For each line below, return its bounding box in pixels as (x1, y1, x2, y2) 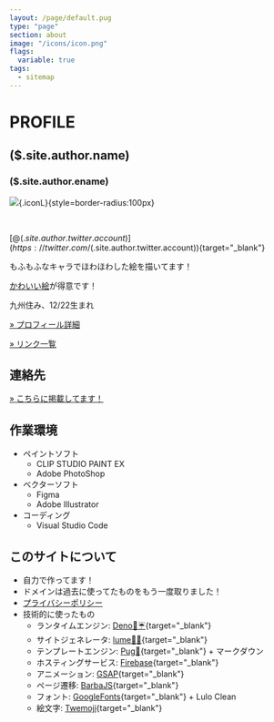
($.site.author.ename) (9, 175, 109, 188)
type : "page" (9, 22, 59, 31)
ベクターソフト (22, 479, 79, 490)
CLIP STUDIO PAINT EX (36, 459, 126, 470)
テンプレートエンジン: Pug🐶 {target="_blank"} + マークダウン (36, 646, 264, 656)
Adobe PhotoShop (36, 468, 106, 479)
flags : (9, 47, 35, 56)
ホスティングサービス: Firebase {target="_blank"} (36, 657, 219, 668)
